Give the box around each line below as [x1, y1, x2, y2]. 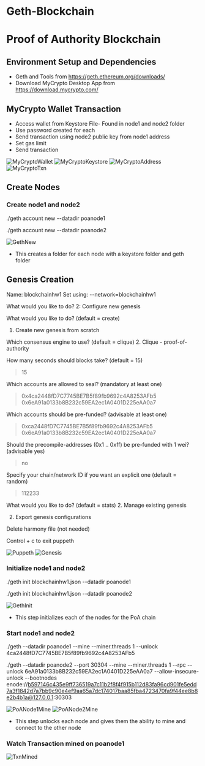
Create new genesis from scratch [15, 326, 100, 333]
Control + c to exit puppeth [6, 537, 75, 544]
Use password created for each [15, 127, 95, 134]
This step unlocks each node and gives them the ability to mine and [15, 718, 186, 725]
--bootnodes [24, 674, 57, 681]
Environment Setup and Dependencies [6, 56, 157, 67]
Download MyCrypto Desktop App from [15, 80, 115, 87]
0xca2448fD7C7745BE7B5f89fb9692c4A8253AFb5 [21, 422, 153, 430]
